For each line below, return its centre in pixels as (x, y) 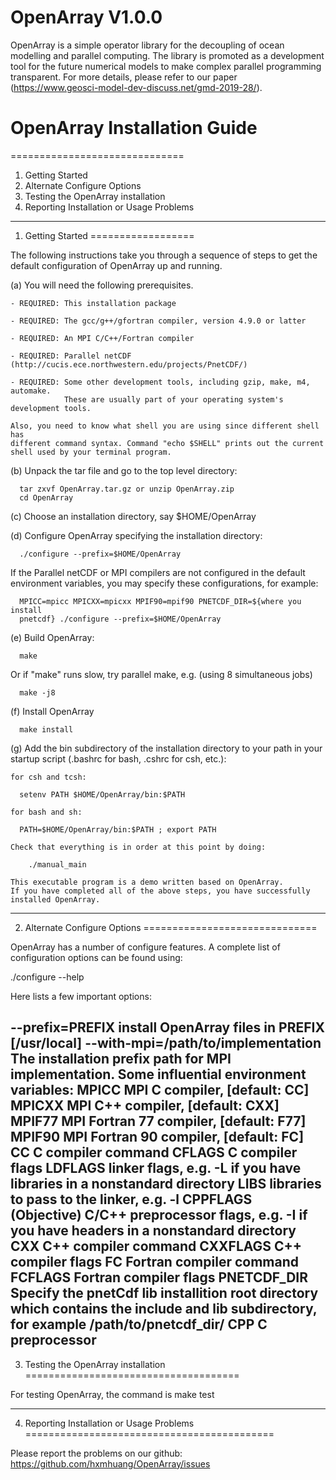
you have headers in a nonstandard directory (153, 1231)
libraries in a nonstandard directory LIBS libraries (166, 1184)
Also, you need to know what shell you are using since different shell (165, 426)
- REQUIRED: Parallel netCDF (71, 356)
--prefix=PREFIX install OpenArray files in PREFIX (167, 1027)
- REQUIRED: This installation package (93, 303)
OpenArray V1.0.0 (86, 17)
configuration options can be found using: (96, 957)
